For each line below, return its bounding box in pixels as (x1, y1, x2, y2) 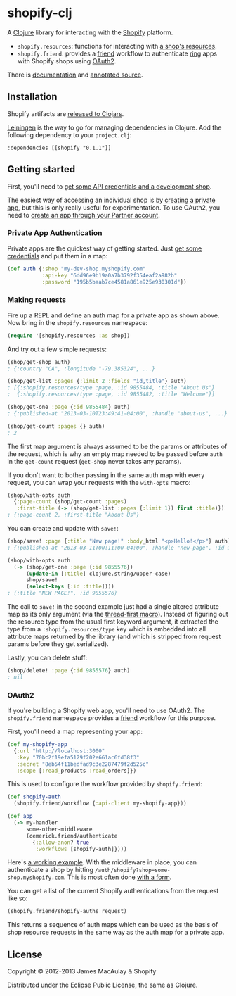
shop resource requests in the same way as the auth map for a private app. (7, 928, 225, 937)
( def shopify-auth (7, 793, 61, 800)
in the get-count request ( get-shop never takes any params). (7, 457, 182, 465)
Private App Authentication (7, 228, 103, 238)
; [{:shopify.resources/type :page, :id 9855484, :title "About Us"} (7, 384, 216, 391)
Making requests (7, 295, 67, 305)
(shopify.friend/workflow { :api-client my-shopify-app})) (13, 800, 188, 807)
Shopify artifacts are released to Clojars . (7, 109, 124, 118)
